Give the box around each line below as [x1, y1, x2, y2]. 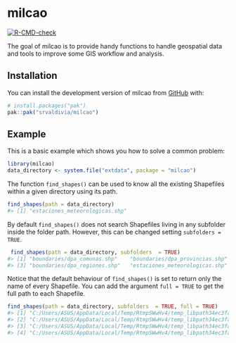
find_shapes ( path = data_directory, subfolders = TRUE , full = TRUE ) [7, 303, 218, 311]
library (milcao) [7, 161, 55, 168]
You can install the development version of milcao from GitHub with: [7, 88, 204, 96]
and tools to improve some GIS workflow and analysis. [7, 49, 164, 58]
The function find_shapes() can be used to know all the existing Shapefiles [7, 180, 225, 188]
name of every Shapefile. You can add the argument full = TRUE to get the [7, 282, 224, 290]
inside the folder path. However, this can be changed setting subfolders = [7, 227, 221, 236]
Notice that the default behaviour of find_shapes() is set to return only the [7, 275, 222, 283]
